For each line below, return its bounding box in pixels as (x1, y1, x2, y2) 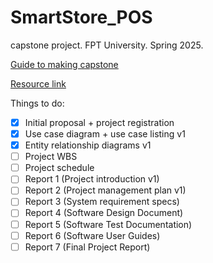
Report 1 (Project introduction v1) (24, 173, 160, 185)
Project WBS (24, 151, 78, 163)
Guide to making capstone (10, 58, 119, 70)
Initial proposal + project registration (24, 116, 175, 128)
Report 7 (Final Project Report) (24, 241, 151, 253)
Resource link (10, 77, 67, 90)
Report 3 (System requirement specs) (24, 196, 180, 208)
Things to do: (10, 97, 65, 109)
